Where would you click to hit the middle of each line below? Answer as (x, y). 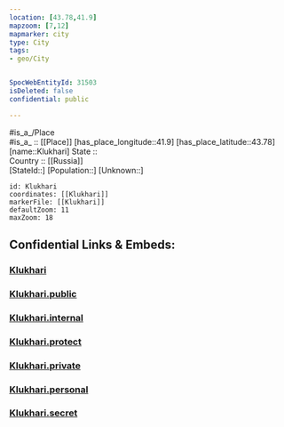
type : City (29, 42)
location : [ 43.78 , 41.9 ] (53, 17)
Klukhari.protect (45, 342)
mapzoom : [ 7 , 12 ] (39, 26)
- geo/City (29, 59)
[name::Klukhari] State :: (53, 151)
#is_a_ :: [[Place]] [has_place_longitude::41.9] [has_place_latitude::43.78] (142, 141)
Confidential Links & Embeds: (92, 245)
